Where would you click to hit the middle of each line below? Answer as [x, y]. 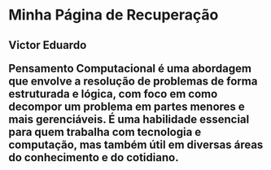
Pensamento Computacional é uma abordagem [130, 68]
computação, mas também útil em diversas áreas [136, 144]
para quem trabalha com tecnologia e [105, 132]
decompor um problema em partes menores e [127, 106]
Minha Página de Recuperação [114, 15]
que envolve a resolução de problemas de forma [133, 81]
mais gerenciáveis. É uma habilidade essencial [129, 119]
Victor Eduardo [48, 45]
